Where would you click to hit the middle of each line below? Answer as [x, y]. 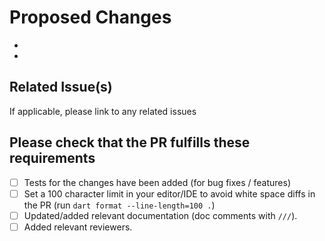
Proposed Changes [90, 17]
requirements [52, 158]
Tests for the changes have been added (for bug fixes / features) [157, 182]
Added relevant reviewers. [78, 227]
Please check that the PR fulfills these [130, 142]
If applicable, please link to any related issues [103, 111]
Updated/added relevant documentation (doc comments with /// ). [160, 215]
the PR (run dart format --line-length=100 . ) [119, 205]
